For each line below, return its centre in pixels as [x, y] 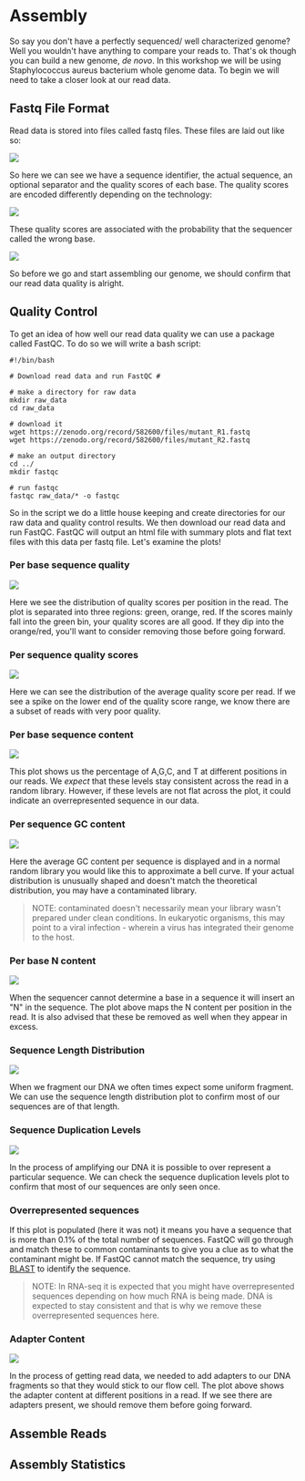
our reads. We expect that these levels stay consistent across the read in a [149, 781]
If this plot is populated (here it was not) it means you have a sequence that [151, 1229]
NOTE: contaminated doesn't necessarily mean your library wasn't [156, 908]
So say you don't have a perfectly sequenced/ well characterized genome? [150, 41]
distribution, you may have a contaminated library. [103, 890]
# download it [36, 424]
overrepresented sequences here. [96, 1315]
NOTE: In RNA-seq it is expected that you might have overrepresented [163, 1286]
